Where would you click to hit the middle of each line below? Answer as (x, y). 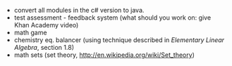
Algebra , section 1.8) (44, 47)
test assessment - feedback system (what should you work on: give (112, 18)
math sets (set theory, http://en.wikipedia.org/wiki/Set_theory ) (104, 55)
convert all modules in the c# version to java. (79, 10)
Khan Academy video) (46, 25)
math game (30, 32)
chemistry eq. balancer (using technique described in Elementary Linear (119, 40)
